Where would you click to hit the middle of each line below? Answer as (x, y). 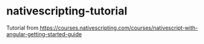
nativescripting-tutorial (67, 11)
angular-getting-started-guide (44, 34)
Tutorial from (22, 28)
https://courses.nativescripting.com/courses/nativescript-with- (118, 28)
